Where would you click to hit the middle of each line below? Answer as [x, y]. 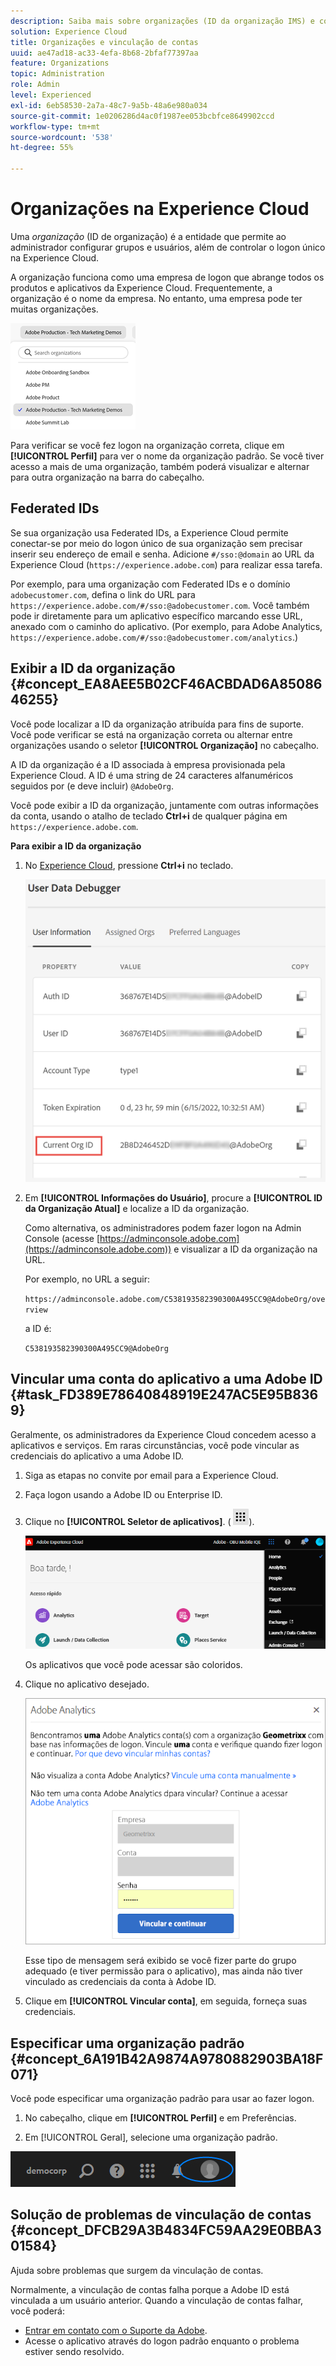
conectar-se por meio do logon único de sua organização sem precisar [156, 543]
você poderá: [37, 2311]
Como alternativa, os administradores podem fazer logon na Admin [163, 1228]
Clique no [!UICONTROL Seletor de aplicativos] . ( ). [139, 1521]
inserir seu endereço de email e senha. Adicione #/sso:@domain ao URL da [162, 554]
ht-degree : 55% [42, 148]
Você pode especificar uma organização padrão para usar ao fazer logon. [162, 2098]
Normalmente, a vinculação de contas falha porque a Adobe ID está [150, 2289]
